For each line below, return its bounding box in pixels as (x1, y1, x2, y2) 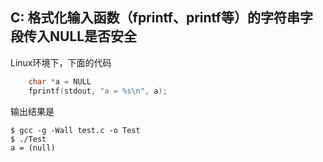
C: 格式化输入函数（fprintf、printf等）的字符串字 (10, 9, 313, 27)
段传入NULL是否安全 (10, 28, 138, 45)
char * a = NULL (28, 76, 92, 87)
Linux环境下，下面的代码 (10, 56, 112, 68)
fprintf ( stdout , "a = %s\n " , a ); (28, 86, 168, 96)
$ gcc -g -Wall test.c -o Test (10, 125, 141, 135)
